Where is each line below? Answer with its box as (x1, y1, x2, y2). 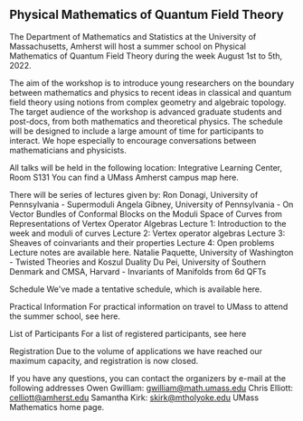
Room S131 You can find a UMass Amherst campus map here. (9, 172, 240, 182)
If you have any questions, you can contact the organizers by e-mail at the (9, 372, 287, 383)
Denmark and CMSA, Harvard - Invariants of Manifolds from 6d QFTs (9, 266, 267, 276)
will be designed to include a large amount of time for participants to (9, 126, 264, 136)
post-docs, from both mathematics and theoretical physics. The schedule (9, 116, 283, 126)
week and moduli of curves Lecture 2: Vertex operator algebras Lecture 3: (9, 228, 286, 239)
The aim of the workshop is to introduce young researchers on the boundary (9, 77, 295, 89)
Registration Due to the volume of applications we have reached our (9, 345, 263, 356)
